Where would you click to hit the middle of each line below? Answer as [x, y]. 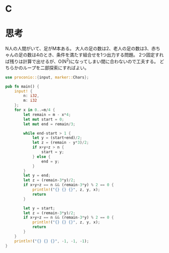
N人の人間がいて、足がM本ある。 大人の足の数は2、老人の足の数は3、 [78, 49]
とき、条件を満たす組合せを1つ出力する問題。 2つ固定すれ [104, 55]
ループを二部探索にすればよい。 [56, 68]
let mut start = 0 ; [44, 119]
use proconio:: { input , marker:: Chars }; [47, 77]
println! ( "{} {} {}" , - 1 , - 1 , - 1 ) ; [52, 241]
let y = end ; [37, 176]
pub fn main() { [22, 87]
